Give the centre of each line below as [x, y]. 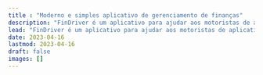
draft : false [29, 52]
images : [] [26, 59]
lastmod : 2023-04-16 [42, 45]
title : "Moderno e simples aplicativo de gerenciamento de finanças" [126, 15]
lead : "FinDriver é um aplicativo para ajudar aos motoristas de [117, 30]
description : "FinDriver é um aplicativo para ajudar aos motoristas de [129, 23]
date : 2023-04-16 [36, 37]
